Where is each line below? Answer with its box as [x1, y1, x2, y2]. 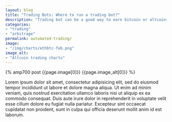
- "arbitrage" [5, 31, 36, 36]
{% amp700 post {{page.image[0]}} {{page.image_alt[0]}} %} [5, 69, 136, 75]
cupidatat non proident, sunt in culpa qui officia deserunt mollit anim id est [5, 106, 162, 113]
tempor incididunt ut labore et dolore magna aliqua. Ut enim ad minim [5, 85, 152, 91]
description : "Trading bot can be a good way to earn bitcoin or [5, 17, 147, 22]
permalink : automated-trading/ [5, 36, 72, 42]
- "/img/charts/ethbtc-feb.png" [5, 46, 74, 51]
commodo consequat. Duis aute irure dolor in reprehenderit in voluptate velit [5, 95, 166, 101]
